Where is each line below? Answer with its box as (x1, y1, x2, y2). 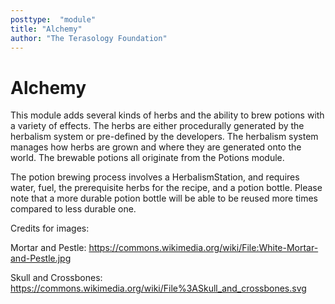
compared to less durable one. (10, 203, 137, 215)
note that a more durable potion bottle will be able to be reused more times (10, 192, 318, 205)
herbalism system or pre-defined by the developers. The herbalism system (10, 131, 319, 143)
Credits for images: (10, 222, 90, 235)
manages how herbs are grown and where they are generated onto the (10, 141, 302, 153)
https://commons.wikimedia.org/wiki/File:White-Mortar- (88, 242, 319, 254)
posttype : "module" (10, 14, 97, 25)
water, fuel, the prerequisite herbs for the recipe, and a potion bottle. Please (10, 182, 323, 194)
